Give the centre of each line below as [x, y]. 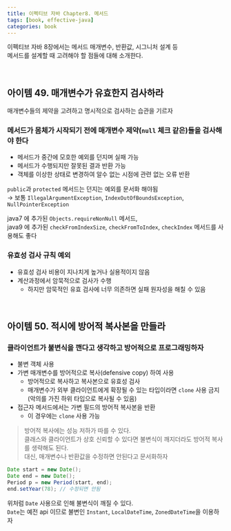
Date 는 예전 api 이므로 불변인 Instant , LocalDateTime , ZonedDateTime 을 [104, 512]
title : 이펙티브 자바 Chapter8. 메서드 [58, 13]
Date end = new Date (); [41, 476]
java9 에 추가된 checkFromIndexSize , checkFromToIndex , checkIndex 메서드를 [112, 227]
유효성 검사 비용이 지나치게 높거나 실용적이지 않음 [83, 272]
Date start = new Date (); [44, 470]
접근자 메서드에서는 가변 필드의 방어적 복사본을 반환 [86, 407]
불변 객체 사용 [36, 364]
